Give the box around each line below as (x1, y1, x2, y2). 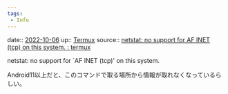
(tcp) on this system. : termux (7, 43, 91, 51)
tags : (7, 10, 23, 17)
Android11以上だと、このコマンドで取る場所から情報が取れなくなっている (7, 70, 216, 79)
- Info (10, 17, 30, 23)
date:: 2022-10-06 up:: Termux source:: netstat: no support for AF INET (7, 35, 211, 44)
